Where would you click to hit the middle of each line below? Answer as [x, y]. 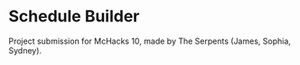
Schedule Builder [74, 16]
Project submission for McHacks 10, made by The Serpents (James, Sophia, [150, 41]
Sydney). [25, 50]
